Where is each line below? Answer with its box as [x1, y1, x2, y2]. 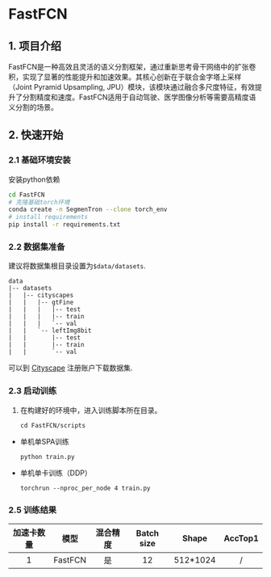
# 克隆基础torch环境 [8, 198, 70, 206]
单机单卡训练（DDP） [19, 468, 92, 478]
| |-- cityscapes [8, 292, 74, 300]
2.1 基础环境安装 [8, 154, 71, 166]
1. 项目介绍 [8, 39, 62, 53]
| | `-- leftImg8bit [8, 326, 92, 335]
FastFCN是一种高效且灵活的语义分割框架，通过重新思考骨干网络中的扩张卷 [8, 62, 256, 71]
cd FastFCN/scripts [19, 421, 86, 429]
